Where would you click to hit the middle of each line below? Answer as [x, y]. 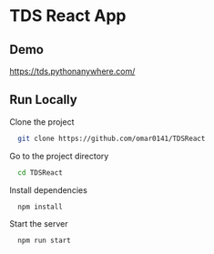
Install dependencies [49, 190]
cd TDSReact [41, 173]
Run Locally [43, 100]
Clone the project [42, 122]
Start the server [39, 224]
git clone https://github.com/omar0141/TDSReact [112, 138]
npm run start [44, 241]
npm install [41, 207]
